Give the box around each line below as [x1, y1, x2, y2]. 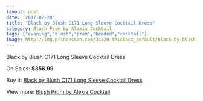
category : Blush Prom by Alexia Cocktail [6, 25, 112, 32]
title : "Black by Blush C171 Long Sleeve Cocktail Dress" [6, 20, 155, 26]
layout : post [6, 8, 39, 15]
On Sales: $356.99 [6, 65, 54, 72]
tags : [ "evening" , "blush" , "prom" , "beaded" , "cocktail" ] [6, 31, 147, 37]
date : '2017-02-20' [6, 14, 56, 20]
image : [6, 37, 23, 43]
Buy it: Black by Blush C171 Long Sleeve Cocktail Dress [6, 76, 143, 84]
